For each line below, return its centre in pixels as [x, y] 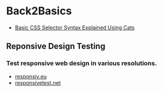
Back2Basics [39, 11]
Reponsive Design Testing [56, 46]
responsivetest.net [38, 82]
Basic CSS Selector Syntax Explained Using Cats [75, 27]
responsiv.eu [31, 76]
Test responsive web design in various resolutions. [81, 63]
